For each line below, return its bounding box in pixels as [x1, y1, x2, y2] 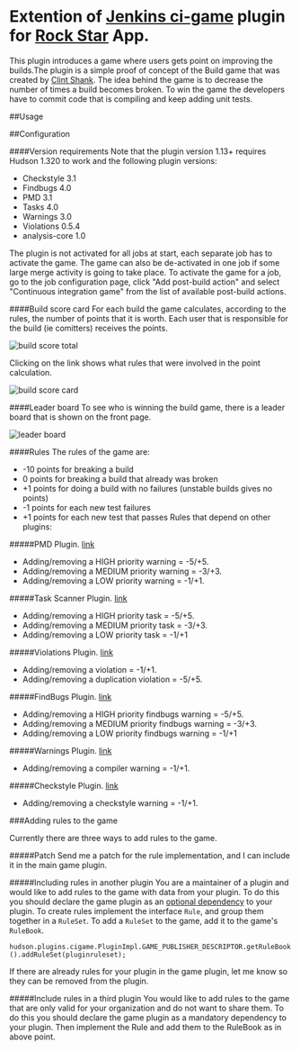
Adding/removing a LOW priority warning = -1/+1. [22, 575, 205, 586]
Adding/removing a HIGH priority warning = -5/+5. [22, 556, 209, 566]
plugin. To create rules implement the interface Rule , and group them [9, 905, 264, 916]
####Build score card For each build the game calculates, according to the [9, 304, 287, 314]
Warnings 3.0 [22, 211, 72, 222]
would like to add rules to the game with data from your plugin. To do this [9, 886, 280, 897]
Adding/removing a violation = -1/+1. [22, 664, 157, 675]
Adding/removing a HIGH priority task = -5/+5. [22, 610, 195, 621]
